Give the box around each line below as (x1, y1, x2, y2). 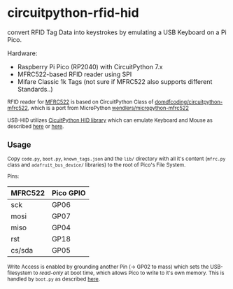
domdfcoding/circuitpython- (155, 98, 223, 106)
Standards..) (17, 85, 54, 93)
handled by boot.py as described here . (7, 275, 100, 283)
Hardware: (7, 49, 38, 57)
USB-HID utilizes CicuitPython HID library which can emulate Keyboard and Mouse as (7, 117, 213, 124)
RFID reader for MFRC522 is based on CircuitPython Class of (7, 98, 154, 106)
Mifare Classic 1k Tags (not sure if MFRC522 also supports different (17, 77, 213, 85)
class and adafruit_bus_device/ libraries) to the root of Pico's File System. (7, 161, 186, 169)
